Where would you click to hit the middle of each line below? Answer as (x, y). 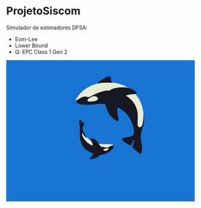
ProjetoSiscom (43, 11)
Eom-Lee (26, 39)
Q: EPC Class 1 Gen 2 (41, 51)
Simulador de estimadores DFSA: (47, 27)
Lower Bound (31, 45)
